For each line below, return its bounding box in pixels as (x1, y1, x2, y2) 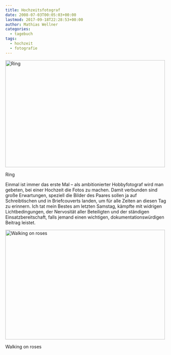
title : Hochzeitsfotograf (5, 7, 60, 13)
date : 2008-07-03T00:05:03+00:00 (5, 12, 77, 17)
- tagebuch (10, 31, 33, 36)
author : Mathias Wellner (5, 22, 58, 27)
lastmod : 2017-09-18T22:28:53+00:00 (5, 17, 83, 22)
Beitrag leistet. (5, 219, 36, 226)
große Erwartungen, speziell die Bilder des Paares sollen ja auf (5, 192, 137, 198)
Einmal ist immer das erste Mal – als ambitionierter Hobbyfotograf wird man (5, 181, 164, 187)
